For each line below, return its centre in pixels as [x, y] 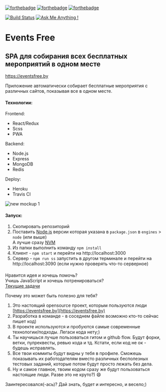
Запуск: [14, 215]
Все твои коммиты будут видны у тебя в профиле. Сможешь [77, 353]
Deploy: [13, 179]
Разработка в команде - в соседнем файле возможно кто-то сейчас [85, 316]
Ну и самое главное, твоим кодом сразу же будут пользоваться [81, 369]
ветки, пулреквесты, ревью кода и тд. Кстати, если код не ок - [79, 343]
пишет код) [24, 321]
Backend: [15, 144]
